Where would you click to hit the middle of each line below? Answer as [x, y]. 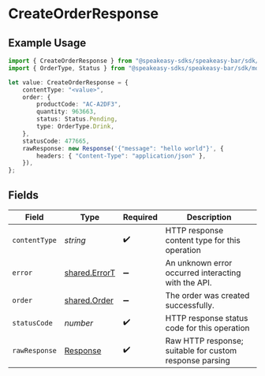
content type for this [203, 240]
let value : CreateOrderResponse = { [68, 82]
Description [209, 217]
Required [140, 217]
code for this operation [207, 328]
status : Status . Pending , [77, 119]
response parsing [198, 360]
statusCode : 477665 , [56, 141]
